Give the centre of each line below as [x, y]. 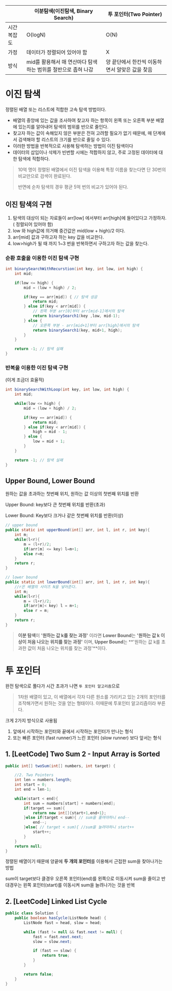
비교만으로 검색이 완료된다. [45, 176]
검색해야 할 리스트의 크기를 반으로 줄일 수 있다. [64, 139]
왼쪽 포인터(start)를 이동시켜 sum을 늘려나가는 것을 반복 [79, 885]
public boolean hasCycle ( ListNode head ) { [60, 918]
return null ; [28, 846]
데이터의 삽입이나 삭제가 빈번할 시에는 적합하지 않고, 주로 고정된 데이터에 [85, 152]
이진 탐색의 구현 [29, 204]
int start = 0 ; [31, 785]
